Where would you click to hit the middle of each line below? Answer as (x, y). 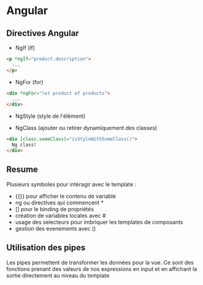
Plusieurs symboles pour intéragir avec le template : (71, 184)
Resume (22, 169)
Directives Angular (43, 33)
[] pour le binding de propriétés (55, 209)
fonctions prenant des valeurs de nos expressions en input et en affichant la (102, 269)
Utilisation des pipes (46, 248)
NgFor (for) (29, 82)
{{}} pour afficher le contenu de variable (66, 196)
